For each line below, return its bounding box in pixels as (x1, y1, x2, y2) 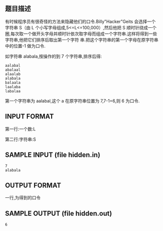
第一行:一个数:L (5, 126, 36, 132)
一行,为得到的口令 (5, 195, 41, 201)
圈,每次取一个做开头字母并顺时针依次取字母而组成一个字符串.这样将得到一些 (5, 31, 158, 37)
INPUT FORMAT (5, 112, 54, 121)
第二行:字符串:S (5, 136, 37, 142)
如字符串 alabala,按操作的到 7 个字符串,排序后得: (5, 53, 102, 59)
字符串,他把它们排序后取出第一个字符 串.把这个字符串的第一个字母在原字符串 (5, 37, 159, 42)
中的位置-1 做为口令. (5, 43, 46, 49)
